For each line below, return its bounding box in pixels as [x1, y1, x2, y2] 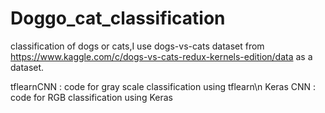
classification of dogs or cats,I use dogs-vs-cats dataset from [10, 40, 265, 52]
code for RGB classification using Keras [10, 91, 173, 103]
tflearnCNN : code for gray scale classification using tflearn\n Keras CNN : [10, 80, 317, 92]
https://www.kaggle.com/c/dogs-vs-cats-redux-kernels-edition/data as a [10, 50, 313, 62]
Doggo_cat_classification [10, 7, 226, 30]
